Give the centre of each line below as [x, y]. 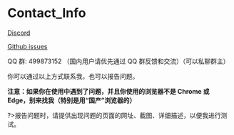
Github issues [27, 46]
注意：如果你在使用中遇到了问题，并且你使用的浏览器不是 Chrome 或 [108, 91]
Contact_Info [47, 13]
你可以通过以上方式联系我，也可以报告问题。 [73, 76]
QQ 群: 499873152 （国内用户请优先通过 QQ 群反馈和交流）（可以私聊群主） [118, 61]
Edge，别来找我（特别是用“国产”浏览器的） [72, 100]
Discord [19, 33]
